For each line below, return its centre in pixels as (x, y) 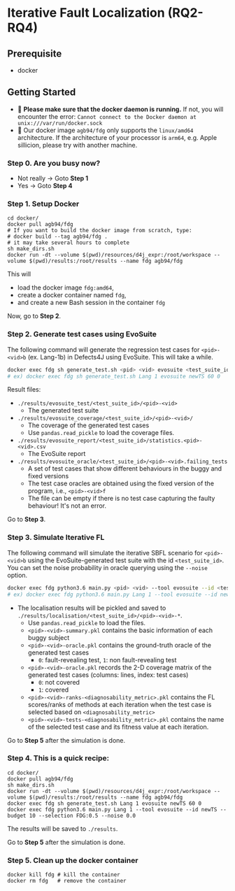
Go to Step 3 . (27, 520)
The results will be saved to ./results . (63, 828)
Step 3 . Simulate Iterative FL (56, 538)
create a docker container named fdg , (72, 295)
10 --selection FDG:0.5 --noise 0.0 (83, 815)
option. (17, 575)
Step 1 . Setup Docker (43, 204)
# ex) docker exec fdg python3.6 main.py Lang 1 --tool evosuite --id (112, 594)
